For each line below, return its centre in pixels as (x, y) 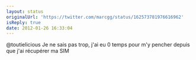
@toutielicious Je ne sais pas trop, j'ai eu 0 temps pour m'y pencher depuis (98, 45)
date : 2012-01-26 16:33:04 (39, 28)
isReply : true (24, 22)
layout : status (25, 11)
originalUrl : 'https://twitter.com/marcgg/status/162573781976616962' (95, 17)
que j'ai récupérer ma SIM (38, 51)
